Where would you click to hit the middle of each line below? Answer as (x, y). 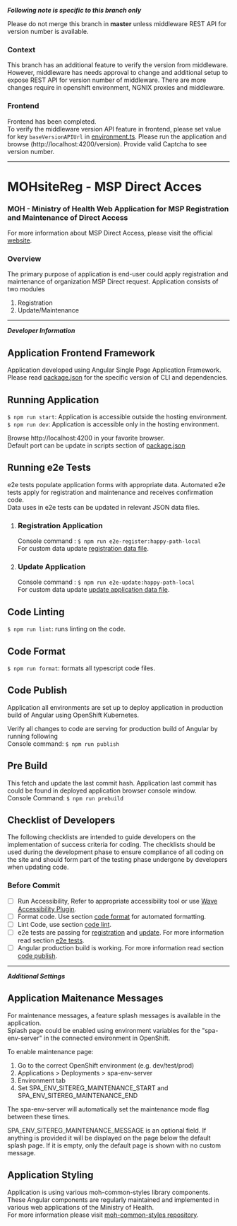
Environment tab (41, 1080)
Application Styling (50, 1175)
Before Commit (34, 885)
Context (22, 49)
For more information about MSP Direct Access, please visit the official (110, 233)
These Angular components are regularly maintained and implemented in (113, 1199)
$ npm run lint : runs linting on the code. (66, 629)
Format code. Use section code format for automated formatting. (112, 916)
